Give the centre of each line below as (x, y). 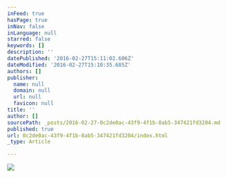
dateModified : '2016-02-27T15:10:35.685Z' (69, 65)
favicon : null (33, 103)
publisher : (23, 78)
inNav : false (26, 26)
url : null (27, 97)
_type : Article (29, 142)
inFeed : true (26, 13)
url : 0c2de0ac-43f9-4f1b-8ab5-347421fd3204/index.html (88, 135)
